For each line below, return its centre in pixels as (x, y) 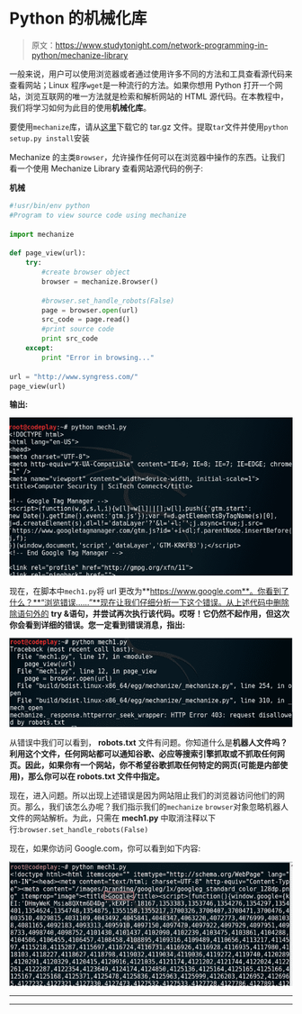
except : (40, 349)
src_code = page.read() (86, 320)
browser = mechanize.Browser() (100, 281)
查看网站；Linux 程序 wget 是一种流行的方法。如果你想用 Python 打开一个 (142, 85)
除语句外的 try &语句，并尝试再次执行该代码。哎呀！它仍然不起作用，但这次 (150, 613)
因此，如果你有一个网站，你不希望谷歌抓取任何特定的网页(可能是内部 (152, 765)
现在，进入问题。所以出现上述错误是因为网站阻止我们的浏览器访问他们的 (143, 796)
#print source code (78, 330)
